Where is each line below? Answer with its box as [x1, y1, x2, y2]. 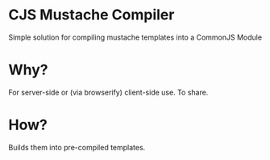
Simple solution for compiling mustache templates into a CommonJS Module [8, 32, 263, 42]
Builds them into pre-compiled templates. [8, 142, 146, 152]
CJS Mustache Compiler [8, 6, 175, 24]
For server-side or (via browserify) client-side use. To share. [8, 87, 209, 97]
